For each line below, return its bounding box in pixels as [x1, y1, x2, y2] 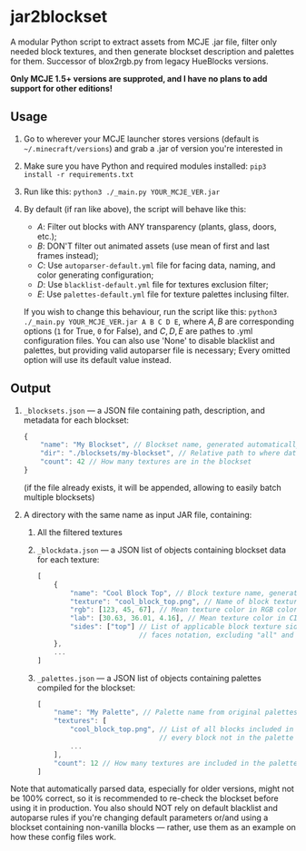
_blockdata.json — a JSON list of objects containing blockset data [36, 544, 287, 555]
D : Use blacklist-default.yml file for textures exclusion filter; [36, 279, 269, 289]
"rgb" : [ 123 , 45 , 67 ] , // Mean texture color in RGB [69, 605, 273, 614]
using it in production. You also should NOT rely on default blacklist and [10, 803, 278, 814]
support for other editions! [10, 83, 113, 93]
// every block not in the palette [159, 733, 294, 743]
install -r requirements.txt [23, 170, 134, 179]
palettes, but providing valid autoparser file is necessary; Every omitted [23, 345, 291, 356]
